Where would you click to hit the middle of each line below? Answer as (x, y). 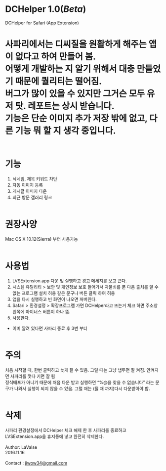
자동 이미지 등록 (27, 185)
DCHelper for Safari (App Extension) (42, 23)
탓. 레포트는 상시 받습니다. (65, 106)
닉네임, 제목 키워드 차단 (35, 178)
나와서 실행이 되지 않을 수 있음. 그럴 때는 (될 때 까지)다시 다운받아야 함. (82, 388)
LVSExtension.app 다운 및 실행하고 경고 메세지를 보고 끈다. (69, 281)
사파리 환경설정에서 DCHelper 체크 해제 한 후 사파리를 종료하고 (66, 430)
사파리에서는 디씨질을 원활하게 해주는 (76, 44)
